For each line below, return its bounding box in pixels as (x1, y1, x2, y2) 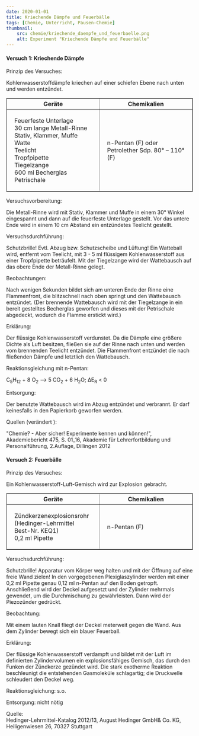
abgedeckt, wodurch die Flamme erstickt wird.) (6, 312, 121, 319)
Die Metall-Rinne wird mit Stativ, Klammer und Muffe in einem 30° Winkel (6, 209, 185, 216)
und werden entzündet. (6, 85, 63, 92)
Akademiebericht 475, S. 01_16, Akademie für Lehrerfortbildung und (6, 436, 171, 443)
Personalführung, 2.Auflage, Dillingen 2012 (6, 443, 111, 449)
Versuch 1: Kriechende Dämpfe (6, 55, 85, 62)
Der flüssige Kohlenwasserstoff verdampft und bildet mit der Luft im (6, 651, 172, 658)
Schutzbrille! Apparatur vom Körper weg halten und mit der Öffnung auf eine (6, 567, 193, 574)
